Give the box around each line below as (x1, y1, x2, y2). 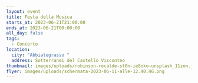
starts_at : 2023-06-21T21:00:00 (6, 19, 85, 25)
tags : (6, 36, 19, 41)
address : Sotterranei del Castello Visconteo (11, 57, 126, 63)
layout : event (6, 8, 41, 15)
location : (6, 47, 31, 53)
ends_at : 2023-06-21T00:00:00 (6, 25, 81, 31)
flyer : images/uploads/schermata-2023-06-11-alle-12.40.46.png (6, 68, 165, 74)
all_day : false (6, 30, 44, 36)
